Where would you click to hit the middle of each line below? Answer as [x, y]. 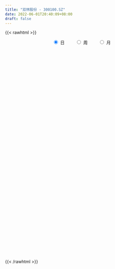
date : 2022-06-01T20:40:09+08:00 [39, 14]
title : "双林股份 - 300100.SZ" [35, 10]
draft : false [18, 19]
